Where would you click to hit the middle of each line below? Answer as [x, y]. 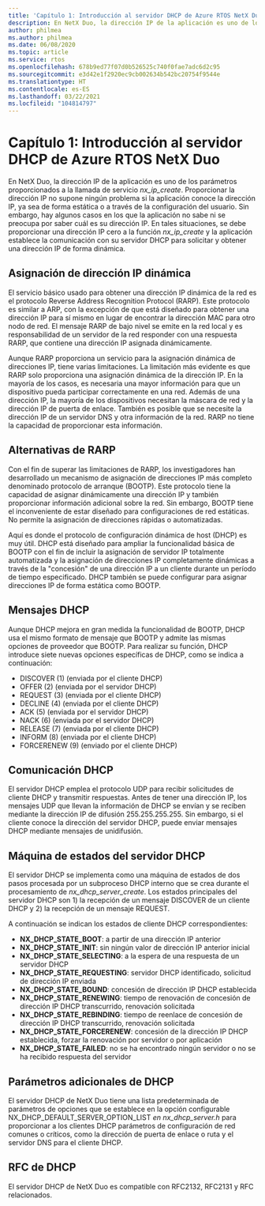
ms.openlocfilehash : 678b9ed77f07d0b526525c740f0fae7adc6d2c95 [114, 67]
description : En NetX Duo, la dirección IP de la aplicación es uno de [128, 23]
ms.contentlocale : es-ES [49, 89]
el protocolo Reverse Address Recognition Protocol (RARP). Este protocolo [129, 300]
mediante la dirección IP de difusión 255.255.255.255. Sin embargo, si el [126, 814]
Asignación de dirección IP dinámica [100, 273]
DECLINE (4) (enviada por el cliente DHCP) [89, 703]
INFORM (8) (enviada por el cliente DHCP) [88, 737]
